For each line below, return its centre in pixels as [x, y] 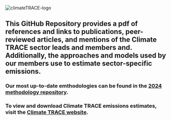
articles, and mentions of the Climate [97, 40]
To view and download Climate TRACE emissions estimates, [81, 106]
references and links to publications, [65, 32]
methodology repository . [37, 93]
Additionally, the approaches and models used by [86, 56]
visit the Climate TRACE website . [47, 112]
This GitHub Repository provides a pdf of [71, 24]
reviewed [20, 40]
